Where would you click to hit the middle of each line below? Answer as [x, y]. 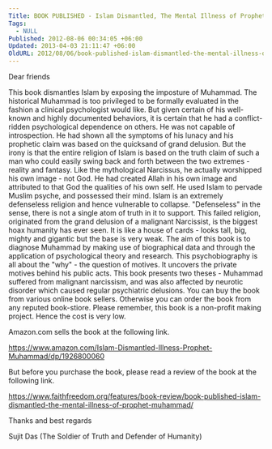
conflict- [249, 118]
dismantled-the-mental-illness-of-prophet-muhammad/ [101, 405]
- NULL [27, 31]
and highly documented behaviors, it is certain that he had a [132, 118]
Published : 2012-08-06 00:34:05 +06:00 [76, 38]
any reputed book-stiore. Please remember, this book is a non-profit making [135, 308]
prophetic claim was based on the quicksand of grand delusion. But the [127, 144]
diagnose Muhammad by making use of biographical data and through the [132, 247]
